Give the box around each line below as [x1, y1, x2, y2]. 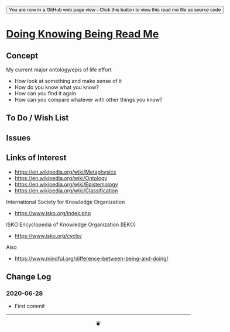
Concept [6, 50, 39, 61]
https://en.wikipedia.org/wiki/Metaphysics [14, 168, 116, 175]
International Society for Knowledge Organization [6, 198, 125, 205]
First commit [14, 303, 45, 310]
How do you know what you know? [14, 84, 99, 91]
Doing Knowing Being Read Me [6, 27, 159, 41]
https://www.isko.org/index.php [14, 209, 91, 216]
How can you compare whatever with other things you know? [14, 96, 163, 103]
